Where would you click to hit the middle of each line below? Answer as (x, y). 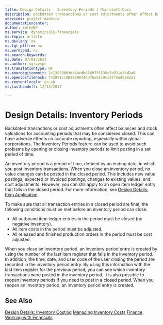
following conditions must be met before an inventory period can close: (76, 210)
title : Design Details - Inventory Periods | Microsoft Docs (68, 10)
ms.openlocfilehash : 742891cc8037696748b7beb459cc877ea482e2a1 (70, 77)
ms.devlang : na (20, 41)
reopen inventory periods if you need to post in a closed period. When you (79, 280)
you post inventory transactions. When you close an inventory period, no (78, 169)
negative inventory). (32, 224)
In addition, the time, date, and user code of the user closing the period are (80, 259)
